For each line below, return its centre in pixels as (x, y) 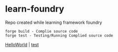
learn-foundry (35, 9)
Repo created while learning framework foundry (54, 22)
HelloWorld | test (22, 44)
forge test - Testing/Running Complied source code (59, 35)
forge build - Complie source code (42, 31)
